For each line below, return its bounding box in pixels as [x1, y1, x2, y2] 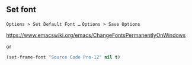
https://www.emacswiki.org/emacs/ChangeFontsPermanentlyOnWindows [6, 32, 186, 39]
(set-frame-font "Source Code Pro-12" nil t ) [6, 54, 120, 60]
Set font [6, 5, 37, 15]
